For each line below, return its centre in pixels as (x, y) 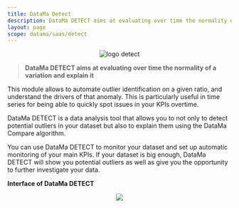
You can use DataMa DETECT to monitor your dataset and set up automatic (118, 147)
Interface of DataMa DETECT (51, 184)
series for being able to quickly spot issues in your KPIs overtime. (103, 105)
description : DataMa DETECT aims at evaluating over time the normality (117, 21)
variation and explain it (59, 76)
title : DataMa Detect (39, 14)
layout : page (27, 27)
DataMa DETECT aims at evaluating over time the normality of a (121, 68)
